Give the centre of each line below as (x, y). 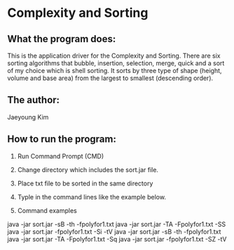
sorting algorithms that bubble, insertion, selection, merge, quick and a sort (116, 63)
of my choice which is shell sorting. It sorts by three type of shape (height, (115, 71)
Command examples (47, 210)
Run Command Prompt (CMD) (61, 156)
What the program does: (62, 39)
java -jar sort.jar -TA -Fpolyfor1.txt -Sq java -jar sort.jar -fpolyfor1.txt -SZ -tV (117, 239)
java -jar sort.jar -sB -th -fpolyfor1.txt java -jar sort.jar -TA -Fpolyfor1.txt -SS (117, 224)
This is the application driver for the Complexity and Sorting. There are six (114, 55)
